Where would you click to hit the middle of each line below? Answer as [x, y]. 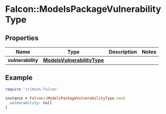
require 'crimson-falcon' [32, 89]
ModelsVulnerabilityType [74, 60]
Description [123, 52]
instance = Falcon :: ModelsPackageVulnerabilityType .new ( [65, 98]
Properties [22, 38]
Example [19, 78]
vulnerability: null [31, 103]
